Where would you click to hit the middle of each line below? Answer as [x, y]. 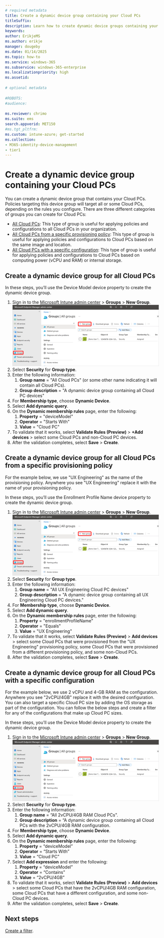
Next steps [22, 919]
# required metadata [26, 10]
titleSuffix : [18, 21]
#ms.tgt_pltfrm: [21, 129]
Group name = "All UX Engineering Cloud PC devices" [74, 590]
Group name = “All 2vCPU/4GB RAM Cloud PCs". [69, 815]
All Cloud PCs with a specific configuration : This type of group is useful [84, 250]
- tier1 [13, 150]
